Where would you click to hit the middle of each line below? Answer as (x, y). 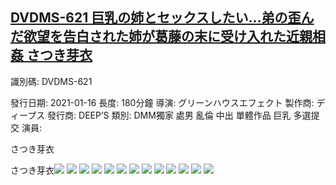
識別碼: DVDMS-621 (51, 81)
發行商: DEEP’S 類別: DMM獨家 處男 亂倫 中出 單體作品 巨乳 (169, 115)
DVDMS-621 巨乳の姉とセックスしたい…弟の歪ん (162, 18)
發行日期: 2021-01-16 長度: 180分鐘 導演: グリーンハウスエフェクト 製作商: (162, 102)
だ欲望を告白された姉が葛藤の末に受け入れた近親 (161, 36)
